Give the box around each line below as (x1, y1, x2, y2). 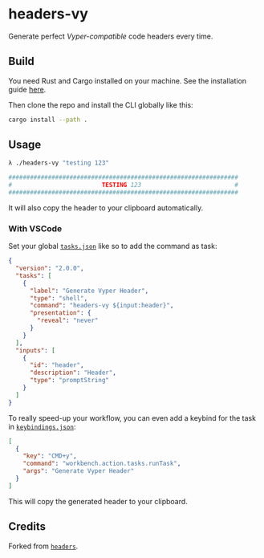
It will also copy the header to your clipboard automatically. (8, 202, 204, 213)
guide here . (8, 84, 47, 94)
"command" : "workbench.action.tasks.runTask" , (22, 459, 181, 468)
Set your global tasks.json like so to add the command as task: (8, 242, 217, 251)
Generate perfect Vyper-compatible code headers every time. (8, 31, 213, 41)
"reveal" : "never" (37, 316, 99, 325)
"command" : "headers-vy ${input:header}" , (29, 302, 174, 310)
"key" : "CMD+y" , (22, 452, 78, 460)
